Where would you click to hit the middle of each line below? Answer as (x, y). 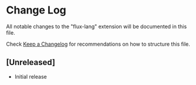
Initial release (31, 76)
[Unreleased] (31, 62)
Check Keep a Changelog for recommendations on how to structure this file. (98, 44)
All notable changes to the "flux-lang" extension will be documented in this (97, 26)
